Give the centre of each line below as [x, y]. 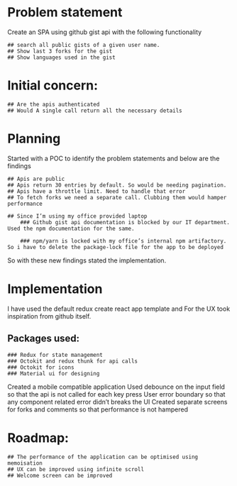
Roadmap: [38, 438]
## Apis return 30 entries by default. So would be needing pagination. [117, 185]
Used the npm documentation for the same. [71, 228]
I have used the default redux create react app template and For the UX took [119, 309]
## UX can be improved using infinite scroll [76, 469]
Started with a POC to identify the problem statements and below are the [114, 158]
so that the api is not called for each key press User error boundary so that [116, 394]
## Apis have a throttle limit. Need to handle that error [97, 191]
